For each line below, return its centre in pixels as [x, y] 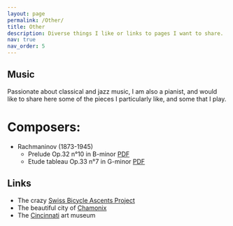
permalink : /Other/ [36, 20]
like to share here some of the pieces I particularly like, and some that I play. [117, 99]
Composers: [44, 127]
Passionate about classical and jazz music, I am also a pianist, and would [112, 91]
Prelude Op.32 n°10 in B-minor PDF [79, 154]
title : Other [26, 27]
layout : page [26, 14]
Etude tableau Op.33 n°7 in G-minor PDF [86, 161]
